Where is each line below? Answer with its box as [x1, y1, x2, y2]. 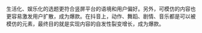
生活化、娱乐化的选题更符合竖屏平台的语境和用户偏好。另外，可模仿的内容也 [6, 5, 196, 12]
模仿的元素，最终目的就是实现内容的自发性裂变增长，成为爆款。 [6, 20, 164, 27]
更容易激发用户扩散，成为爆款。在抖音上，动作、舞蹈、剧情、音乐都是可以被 [6, 13, 196, 20]
